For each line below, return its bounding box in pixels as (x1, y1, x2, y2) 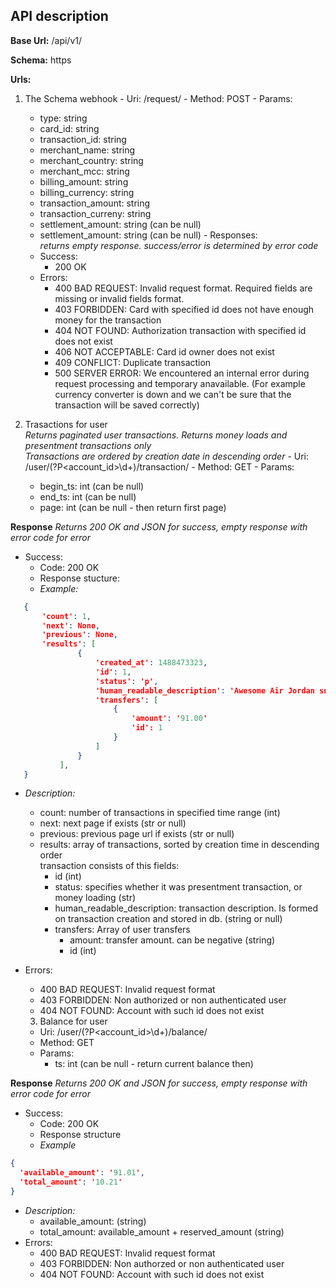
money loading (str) (54, 892, 137, 904)
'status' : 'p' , (95, 676, 159, 686)
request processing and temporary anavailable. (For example (54, 377, 306, 389)
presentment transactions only (24, 439, 152, 451)
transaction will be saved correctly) (54, 399, 200, 411)
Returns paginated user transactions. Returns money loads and (24, 429, 288, 441)
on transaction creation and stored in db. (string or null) (54, 913, 283, 925)
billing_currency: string (39, 186, 135, 198)
